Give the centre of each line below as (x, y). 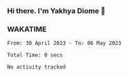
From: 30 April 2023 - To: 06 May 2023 (64, 44)
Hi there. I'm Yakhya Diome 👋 (56, 11)
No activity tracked (37, 67)
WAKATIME (27, 29)
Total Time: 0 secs (35, 55)
